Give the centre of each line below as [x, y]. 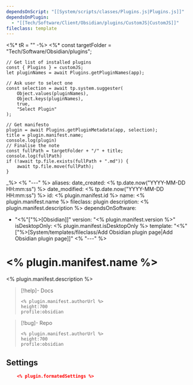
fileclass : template [32, 28]
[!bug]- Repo [36, 323]
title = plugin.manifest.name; [45, 135]
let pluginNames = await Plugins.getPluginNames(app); [75, 73]
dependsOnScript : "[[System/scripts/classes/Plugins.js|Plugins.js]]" [95, 12]
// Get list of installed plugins [49, 62]
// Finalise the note [33, 146]
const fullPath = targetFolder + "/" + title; [65, 151]
